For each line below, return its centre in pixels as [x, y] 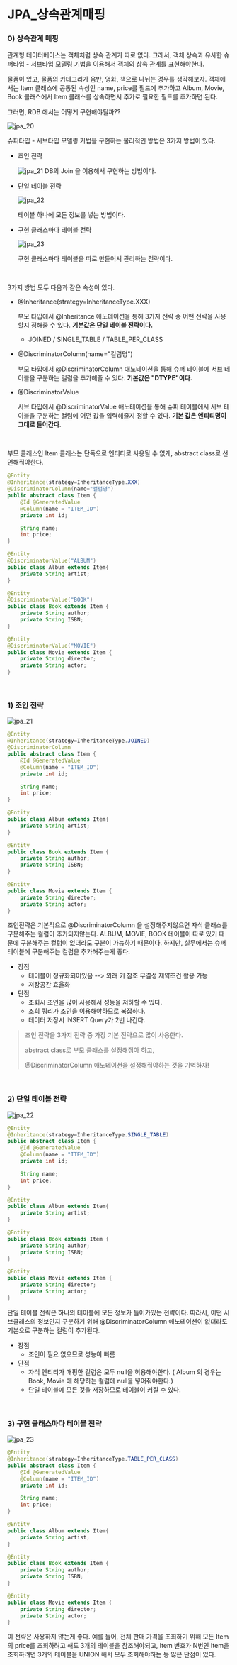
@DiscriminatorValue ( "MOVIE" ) [52, 646]
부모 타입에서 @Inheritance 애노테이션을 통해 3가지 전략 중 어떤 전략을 [115, 316]
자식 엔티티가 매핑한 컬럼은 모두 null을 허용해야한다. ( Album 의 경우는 [125, 1372]
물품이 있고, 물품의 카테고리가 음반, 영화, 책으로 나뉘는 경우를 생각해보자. [107, 79]
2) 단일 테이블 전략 [37, 1099]
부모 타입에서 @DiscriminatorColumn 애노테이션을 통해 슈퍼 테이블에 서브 [120, 369]
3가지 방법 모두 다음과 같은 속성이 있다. [61, 287]
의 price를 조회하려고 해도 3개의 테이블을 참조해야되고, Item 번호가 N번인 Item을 [118, 1646]
